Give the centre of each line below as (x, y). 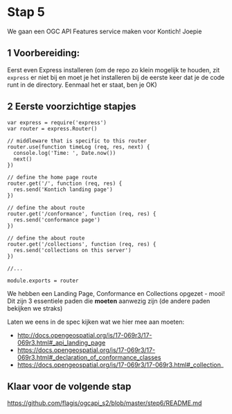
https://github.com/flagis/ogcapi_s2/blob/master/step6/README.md (105, 403)
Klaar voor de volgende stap (69, 386)
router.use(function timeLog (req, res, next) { (79, 147)
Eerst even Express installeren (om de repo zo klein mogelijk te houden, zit (114, 69)
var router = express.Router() (52, 129)
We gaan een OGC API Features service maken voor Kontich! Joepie (105, 31)
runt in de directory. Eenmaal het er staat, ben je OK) (82, 85)
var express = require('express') (57, 122)
